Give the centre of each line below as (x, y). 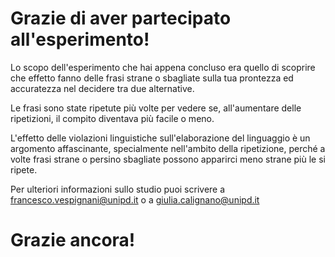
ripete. (24, 169)
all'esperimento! (80, 39)
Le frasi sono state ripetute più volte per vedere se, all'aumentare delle (156, 108)
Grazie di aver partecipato (121, 18)
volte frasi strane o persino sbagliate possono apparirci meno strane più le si (168, 159)
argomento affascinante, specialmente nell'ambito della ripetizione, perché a (168, 148)
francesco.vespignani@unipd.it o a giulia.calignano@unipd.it (135, 199)
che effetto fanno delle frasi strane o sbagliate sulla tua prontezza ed (152, 78)
